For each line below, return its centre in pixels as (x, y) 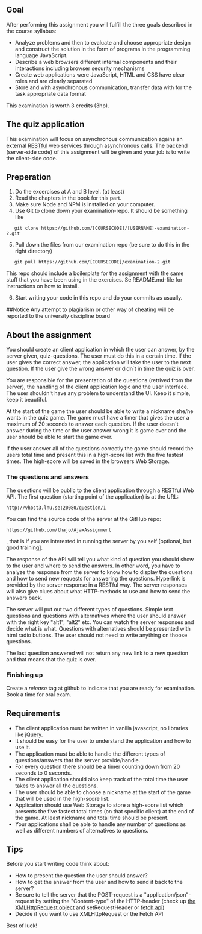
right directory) (34, 251)
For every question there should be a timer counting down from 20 (97, 766)
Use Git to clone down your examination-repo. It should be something (101, 211)
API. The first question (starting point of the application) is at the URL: (93, 496)
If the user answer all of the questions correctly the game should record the (100, 449)
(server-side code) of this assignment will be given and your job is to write (98, 152)
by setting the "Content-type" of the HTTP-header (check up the (115, 901)
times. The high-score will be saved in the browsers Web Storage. (88, 461)
